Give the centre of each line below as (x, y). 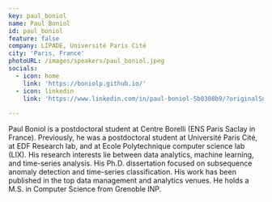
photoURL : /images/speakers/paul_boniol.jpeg (86, 61)
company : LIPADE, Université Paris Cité (78, 46)
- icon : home (38, 76)
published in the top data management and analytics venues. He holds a (129, 181)
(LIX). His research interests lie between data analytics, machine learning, (131, 155)
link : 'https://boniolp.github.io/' (85, 83)
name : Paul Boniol (39, 23)
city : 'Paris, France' (47, 53)
